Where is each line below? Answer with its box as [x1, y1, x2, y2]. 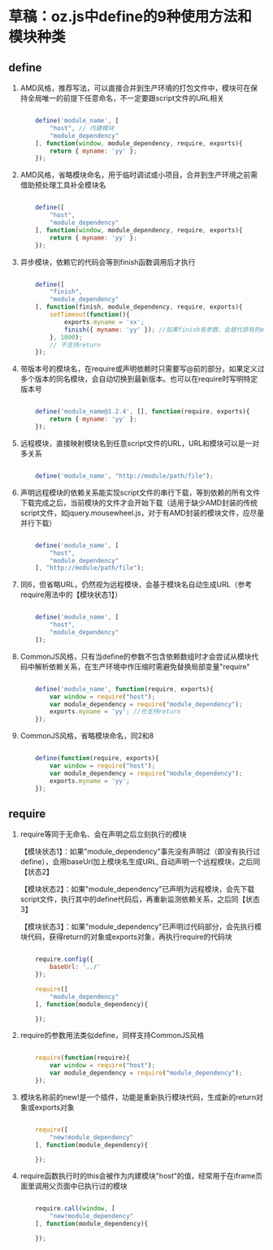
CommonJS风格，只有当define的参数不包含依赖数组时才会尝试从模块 [19, 651, 252, 661]
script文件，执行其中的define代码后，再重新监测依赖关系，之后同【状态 [19, 894, 260, 904]
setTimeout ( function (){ [50, 310, 130, 318]
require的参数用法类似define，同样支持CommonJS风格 [19, 1031, 205, 1040]
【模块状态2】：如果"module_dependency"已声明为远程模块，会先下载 [19, 885, 255, 894]
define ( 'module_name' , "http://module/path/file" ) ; [35, 472, 214, 480]
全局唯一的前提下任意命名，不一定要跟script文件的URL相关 [27, 93, 225, 102]
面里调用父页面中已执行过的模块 [19, 1181, 128, 1191]
